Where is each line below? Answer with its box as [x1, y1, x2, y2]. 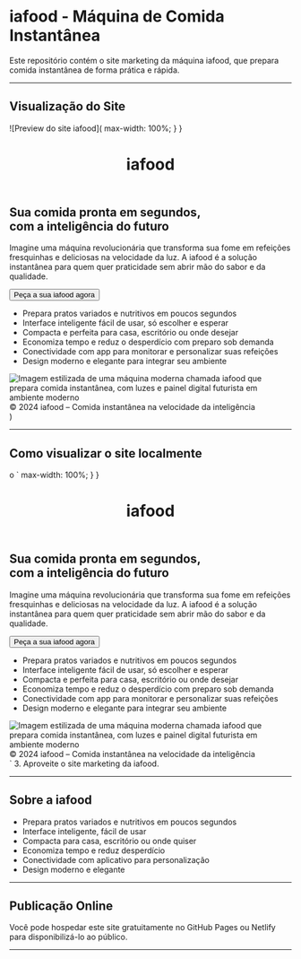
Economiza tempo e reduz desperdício [21, 845, 166, 856]
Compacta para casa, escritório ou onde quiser [21, 835, 197, 846]
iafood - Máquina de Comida [9, 6, 225, 27]
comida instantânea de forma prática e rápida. [9, 65, 180, 75]
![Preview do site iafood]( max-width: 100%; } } [9, 123, 183, 134]
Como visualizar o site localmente [9, 446, 202, 461]
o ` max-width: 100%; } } [9, 469, 100, 481]
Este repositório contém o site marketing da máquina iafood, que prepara [9, 55, 279, 65]
